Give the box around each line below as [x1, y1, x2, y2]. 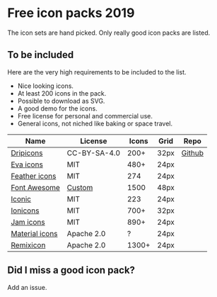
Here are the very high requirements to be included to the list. [7, 67, 187, 76]
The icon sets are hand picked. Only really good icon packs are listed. [7, 28, 211, 37]
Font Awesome [11, 182, 60, 192]
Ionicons [11, 206, 40, 215]
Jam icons [11, 217, 45, 227]
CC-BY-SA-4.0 [66, 147, 121, 157]
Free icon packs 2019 [7, 5, 135, 21]
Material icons [11, 228, 58, 238]
